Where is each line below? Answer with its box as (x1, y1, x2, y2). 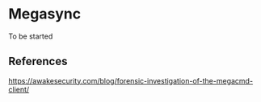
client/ (8, 84, 30, 94)
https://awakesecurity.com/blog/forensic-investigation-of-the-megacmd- (8, 75, 253, 85)
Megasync (8, 5, 82, 23)
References (8, 55, 68, 68)
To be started (8, 31, 53, 41)
